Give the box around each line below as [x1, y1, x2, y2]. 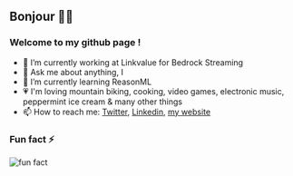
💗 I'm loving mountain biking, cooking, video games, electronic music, [22, 85, 285, 96]
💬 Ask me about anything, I [22, 66, 124, 77]
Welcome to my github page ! [9, 36, 142, 49]
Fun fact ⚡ [9, 132, 55, 145]
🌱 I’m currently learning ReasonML [22, 76, 152, 87]
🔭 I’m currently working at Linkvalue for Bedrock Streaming [22, 56, 243, 68]
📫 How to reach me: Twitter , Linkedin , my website [22, 106, 211, 117]
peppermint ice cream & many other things [22, 96, 183, 107]
